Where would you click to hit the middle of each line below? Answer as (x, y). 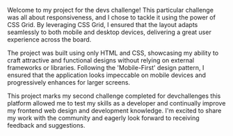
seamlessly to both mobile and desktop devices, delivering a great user (110, 32)
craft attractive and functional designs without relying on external (101, 60)
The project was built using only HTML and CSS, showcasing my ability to (113, 53)
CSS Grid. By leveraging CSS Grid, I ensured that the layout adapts (103, 25)
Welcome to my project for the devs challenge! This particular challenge (111, 10)
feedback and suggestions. (46, 125)
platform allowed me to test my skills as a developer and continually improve (116, 103)
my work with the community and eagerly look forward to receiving (103, 118)
